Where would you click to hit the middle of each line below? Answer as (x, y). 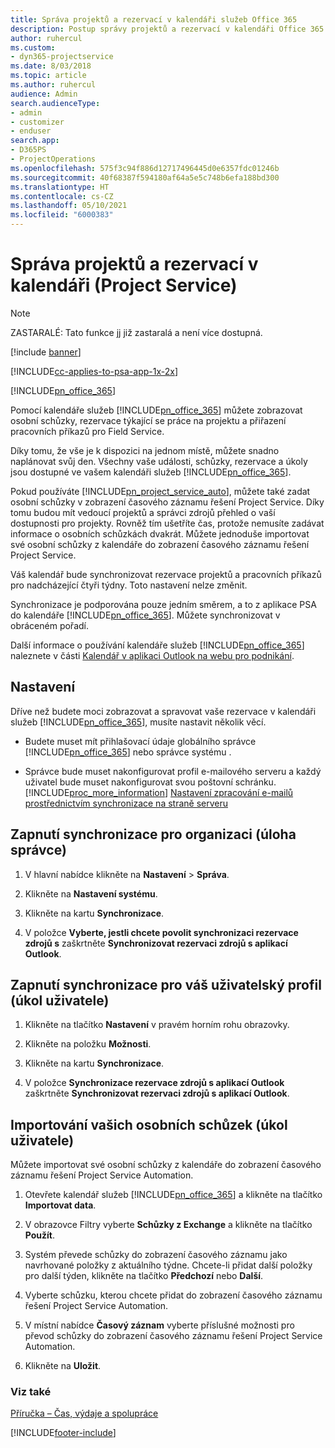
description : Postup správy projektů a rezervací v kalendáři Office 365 (167, 29)
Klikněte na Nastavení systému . (91, 893)
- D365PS (28, 150)
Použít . (40, 1235)
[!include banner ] (46, 352)
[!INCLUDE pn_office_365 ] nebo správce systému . (128, 752)
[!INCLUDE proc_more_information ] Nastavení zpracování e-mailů (159, 792)
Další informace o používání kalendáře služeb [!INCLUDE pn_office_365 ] (157, 645)
